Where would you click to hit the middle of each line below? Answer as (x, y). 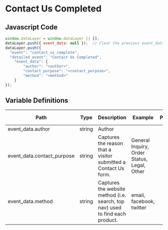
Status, (139, 159)
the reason (110, 144)
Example (143, 118)
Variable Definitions (37, 101)
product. (108, 220)
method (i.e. (112, 195)
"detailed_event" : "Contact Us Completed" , (55, 57)
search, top (111, 202)
